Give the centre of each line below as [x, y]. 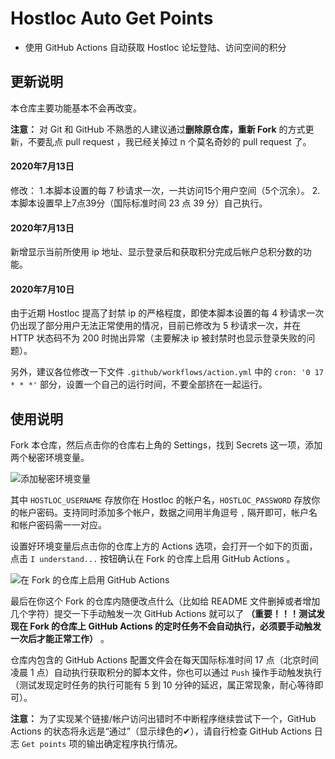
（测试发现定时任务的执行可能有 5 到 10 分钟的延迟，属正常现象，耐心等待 [162, 685]
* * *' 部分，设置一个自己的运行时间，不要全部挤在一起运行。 [139, 384]
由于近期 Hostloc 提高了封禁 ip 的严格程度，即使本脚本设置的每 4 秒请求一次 [167, 313]
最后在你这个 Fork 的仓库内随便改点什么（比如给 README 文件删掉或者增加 [165, 601]
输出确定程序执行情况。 [134, 744]
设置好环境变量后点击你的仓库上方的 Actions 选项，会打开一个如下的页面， [164, 546]
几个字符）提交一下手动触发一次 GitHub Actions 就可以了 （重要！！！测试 [163, 614]
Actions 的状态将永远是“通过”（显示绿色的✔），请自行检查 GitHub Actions [161, 731]
